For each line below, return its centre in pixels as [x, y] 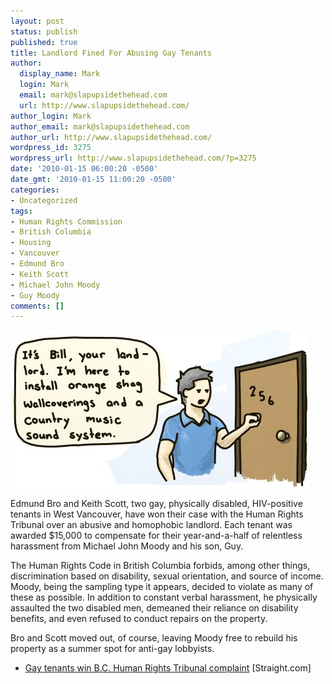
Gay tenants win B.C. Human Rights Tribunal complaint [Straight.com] [168, 668]
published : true [44, 42]
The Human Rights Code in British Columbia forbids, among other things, [160, 566]
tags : [21, 211]
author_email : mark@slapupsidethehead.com [100, 126]
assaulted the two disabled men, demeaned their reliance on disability [154, 608]
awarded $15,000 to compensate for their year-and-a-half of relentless [156, 536]
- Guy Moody [35, 295]
